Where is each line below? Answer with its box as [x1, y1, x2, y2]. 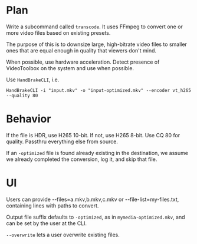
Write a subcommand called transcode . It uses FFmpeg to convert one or [6, 23, 183, 30]
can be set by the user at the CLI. [6, 219, 87, 227]
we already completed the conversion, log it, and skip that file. [6, 156, 157, 163]
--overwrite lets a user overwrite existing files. [6, 231, 120, 238]
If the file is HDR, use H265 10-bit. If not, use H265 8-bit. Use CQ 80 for [6, 131, 180, 139]
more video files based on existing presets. [6, 29, 111, 36]
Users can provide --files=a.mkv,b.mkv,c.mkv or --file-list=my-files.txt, [6, 196, 179, 203]
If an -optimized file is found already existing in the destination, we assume [6, 149, 189, 156]
